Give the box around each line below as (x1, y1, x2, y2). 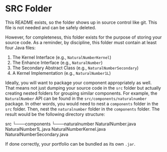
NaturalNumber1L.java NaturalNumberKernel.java (5, 126, 106, 132)
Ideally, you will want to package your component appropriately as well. (5, 80, 152, 86)
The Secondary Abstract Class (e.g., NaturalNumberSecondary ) (12, 65, 139, 71)
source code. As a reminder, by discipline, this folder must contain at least (5, 39, 157, 45)
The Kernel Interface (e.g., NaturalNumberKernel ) (12, 54, 112, 60)
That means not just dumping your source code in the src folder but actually (5, 85, 162, 91)
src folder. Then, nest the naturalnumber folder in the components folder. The (5, 106, 160, 112)
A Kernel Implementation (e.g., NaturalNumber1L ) (12, 70, 111, 76)
